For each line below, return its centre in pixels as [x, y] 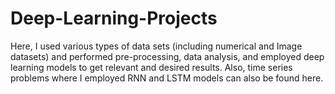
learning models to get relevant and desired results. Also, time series [151, 67]
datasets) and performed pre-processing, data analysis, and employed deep [167, 56]
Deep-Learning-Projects [114, 18]
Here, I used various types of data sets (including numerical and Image [156, 46]
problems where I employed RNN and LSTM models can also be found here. [167, 78]
